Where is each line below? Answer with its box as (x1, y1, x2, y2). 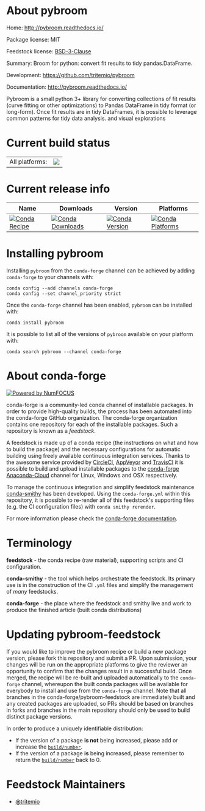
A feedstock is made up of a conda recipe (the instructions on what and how (6, 439, 199, 446)
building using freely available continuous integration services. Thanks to (6, 452, 190, 459)
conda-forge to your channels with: (6, 273, 94, 280)
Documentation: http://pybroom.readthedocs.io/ (6, 83, 127, 91)
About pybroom (6, 4, 88, 18)
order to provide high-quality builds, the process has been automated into (6, 408, 192, 415)
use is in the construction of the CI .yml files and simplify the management (6, 581, 193, 588)
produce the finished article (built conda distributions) (6, 606, 142, 613)
